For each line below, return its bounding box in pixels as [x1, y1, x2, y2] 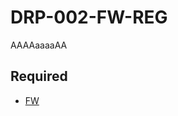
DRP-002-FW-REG [10, 6, 168, 29]
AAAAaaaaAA [10, 39, 68, 51]
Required [10, 68, 68, 85]
